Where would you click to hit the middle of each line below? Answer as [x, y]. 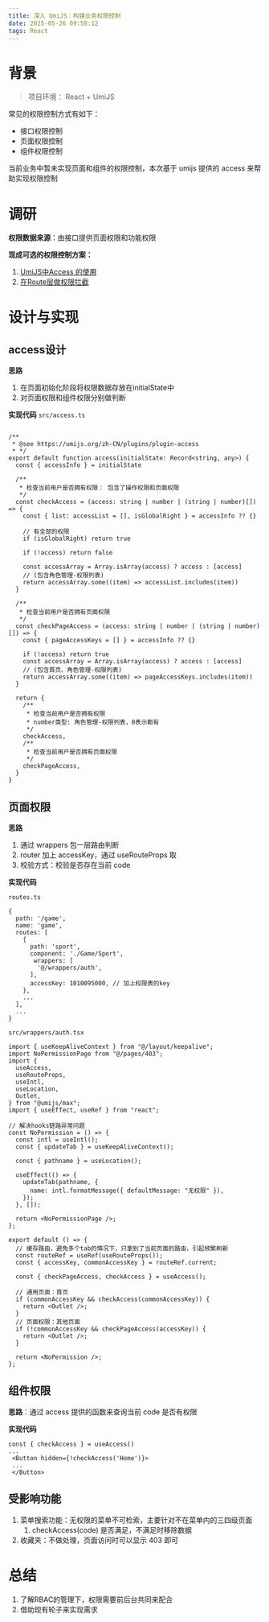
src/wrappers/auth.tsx [46, 1033]
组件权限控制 [41, 151]
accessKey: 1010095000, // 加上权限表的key [100, 984]
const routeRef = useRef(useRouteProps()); [89, 1256]
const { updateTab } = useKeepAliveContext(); [95, 1147]
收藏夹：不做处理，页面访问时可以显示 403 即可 [99, 1540]
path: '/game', [41, 918]
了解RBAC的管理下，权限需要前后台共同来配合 [96, 1599]
